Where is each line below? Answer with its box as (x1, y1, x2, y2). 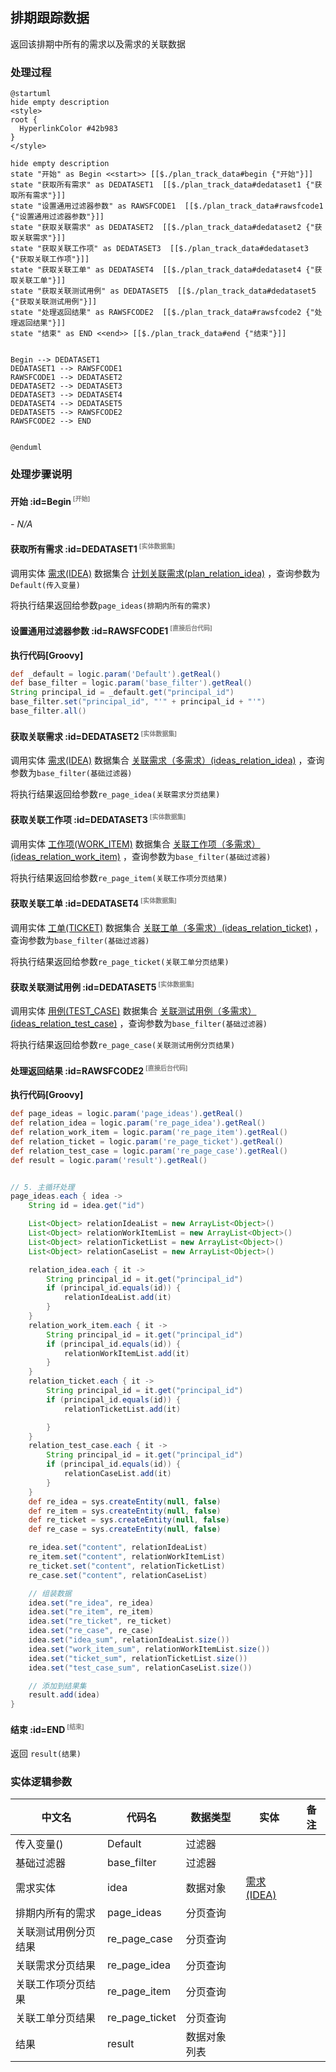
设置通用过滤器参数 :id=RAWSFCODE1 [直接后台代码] (10, 624, 213, 637)
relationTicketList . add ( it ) (63, 1404, 182, 1414)
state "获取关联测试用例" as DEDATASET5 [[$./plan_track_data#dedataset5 (10, 286, 317, 297)
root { (10, 115, 38, 125)
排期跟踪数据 (10, 9, 90, 27)
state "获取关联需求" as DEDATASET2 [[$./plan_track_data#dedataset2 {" (10, 223, 315, 233)
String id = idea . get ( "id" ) (28, 1201, 145, 1211)
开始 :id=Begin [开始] (10, 494, 91, 507)
